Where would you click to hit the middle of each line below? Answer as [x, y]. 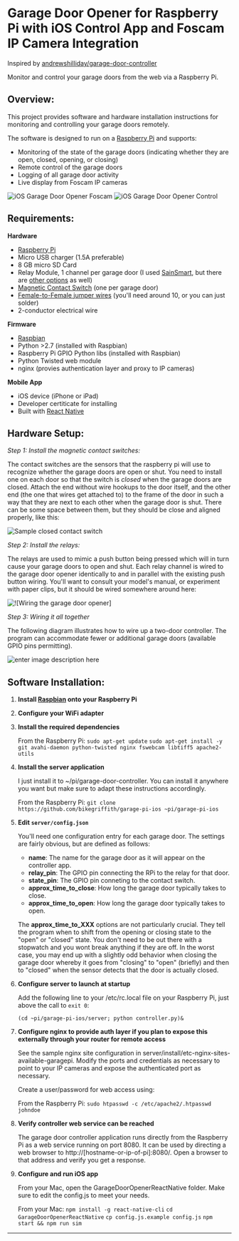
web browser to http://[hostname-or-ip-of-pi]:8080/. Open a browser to [123, 1153]
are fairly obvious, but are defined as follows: [84, 844]
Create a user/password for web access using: [86, 1090]
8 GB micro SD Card [47, 265]
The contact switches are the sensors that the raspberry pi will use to [109, 465]
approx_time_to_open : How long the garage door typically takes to [127, 903]
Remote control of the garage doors [70, 167]
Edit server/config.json [53, 823]
